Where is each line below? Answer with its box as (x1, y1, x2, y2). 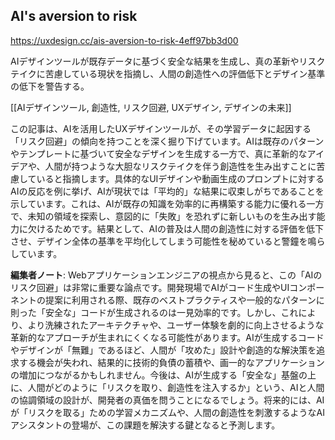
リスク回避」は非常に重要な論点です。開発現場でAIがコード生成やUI (10, 281, 290, 293)
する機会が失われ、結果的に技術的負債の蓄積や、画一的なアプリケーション (18, 356, 325, 368)
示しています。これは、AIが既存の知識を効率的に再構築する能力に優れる (10, 197, 307, 209)
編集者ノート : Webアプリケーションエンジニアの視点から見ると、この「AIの (10, 269, 323, 281)
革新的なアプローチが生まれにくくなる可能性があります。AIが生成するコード (10, 331, 325, 343)
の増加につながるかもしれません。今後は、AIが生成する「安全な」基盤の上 (10, 369, 317, 381)
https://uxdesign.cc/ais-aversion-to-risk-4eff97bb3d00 (10, 34, 239, 46)
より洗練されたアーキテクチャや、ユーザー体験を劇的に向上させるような (27, 319, 325, 331)
